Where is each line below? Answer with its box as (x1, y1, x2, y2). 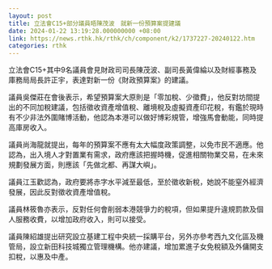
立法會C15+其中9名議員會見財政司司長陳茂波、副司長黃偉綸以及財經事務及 (8, 65, 257, 75)
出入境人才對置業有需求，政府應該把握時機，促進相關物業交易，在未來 (29, 150, 264, 160)
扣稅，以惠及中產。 (8, 252, 73, 262)
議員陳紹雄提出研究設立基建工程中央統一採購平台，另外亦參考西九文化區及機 (8, 232, 264, 242)
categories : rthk (8, 42, 67, 50)
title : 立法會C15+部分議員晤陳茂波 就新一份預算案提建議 (8, 19, 181, 27)
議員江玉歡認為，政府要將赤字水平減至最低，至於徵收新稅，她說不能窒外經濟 (8, 177, 264, 187)
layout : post (8, 11, 53, 20)
